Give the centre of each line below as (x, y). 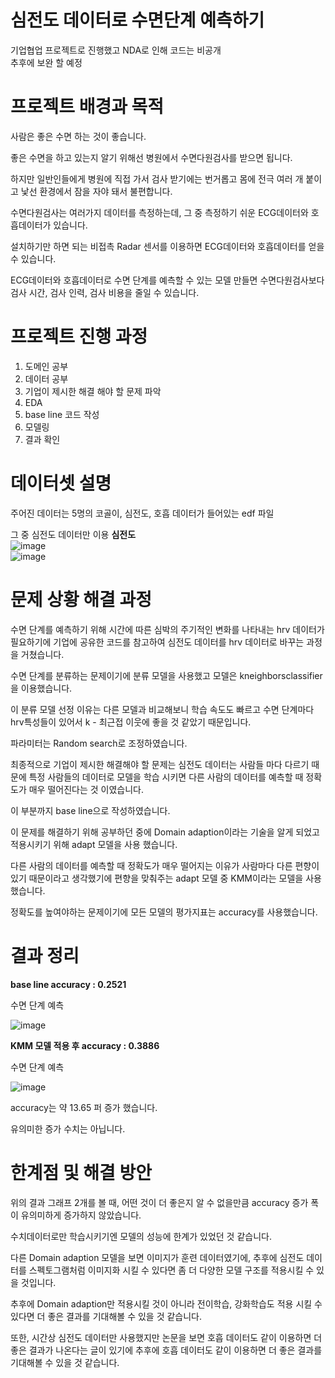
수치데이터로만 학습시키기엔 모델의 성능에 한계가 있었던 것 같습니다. (141, 1236)
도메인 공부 (46, 366)
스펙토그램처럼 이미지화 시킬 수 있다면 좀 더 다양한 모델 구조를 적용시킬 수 (171, 1270)
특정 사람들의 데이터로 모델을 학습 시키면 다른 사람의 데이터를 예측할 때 (166, 777)
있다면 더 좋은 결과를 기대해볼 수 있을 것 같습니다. (106, 1316)
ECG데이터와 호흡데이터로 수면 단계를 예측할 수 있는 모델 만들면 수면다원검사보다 (167, 280)
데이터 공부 (46, 378)
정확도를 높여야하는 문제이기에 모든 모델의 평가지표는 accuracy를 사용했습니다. (164, 912)
